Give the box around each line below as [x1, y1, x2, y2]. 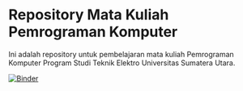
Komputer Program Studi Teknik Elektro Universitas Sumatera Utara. [8, 58, 236, 68]
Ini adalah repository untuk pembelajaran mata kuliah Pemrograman [8, 49, 235, 59]
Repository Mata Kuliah [8, 6, 169, 24]
